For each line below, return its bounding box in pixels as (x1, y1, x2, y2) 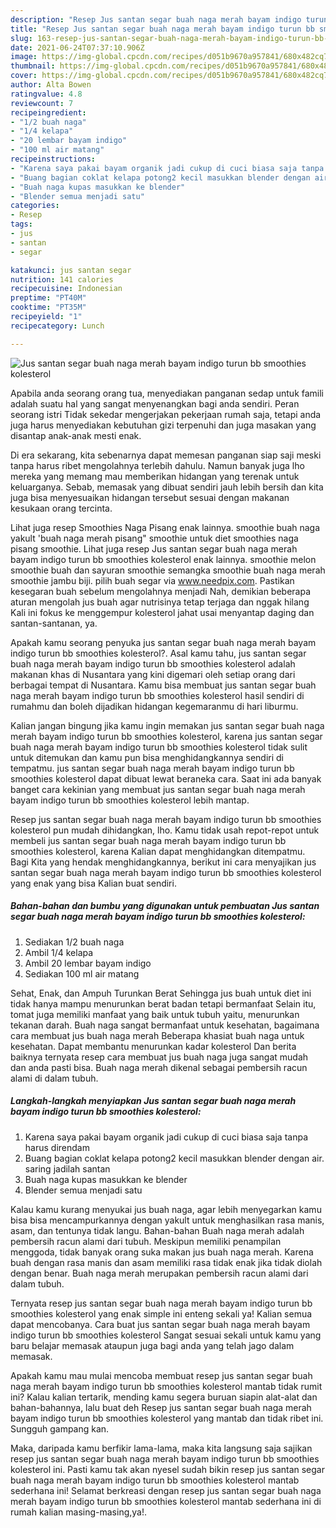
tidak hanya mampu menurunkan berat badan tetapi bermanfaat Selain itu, (10, 997, 317, 1010)
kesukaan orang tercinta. (10, 502, 113, 514)
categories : (10, 201, 60, 211)
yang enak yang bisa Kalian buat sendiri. (10, 877, 177, 889)
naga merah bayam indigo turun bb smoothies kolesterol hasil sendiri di (10, 689, 305, 701)
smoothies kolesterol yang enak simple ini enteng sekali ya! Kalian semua (10, 1307, 313, 1320)
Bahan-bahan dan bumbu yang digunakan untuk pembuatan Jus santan (10, 900, 320, 912)
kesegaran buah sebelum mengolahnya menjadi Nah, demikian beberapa (10, 585, 312, 597)
